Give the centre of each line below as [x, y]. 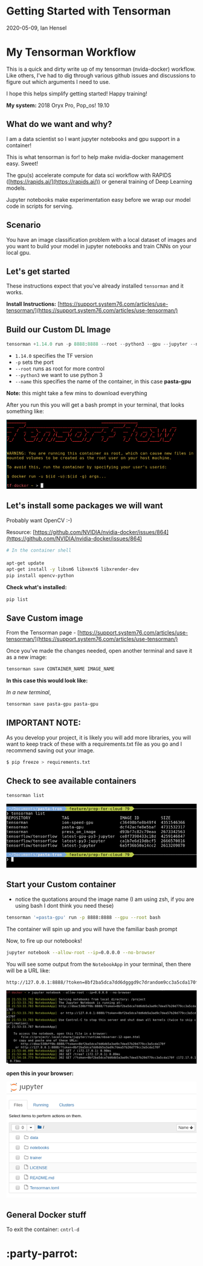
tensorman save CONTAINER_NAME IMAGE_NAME [60, 669]
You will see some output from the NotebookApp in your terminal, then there [99, 964]
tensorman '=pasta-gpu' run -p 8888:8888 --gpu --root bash [84, 917]
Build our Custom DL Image [58, 330]
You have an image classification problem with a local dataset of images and [101, 239]
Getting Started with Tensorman [89, 11]
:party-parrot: [42, 1254]
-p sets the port [34, 362]
